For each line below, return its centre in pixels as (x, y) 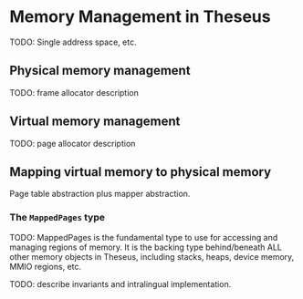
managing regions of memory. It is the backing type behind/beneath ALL (146, 247)
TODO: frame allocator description (74, 92)
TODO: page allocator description (73, 143)
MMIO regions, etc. (46, 266)
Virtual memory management (95, 122)
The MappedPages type (57, 218)
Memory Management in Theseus (140, 17)
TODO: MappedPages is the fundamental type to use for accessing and (144, 237)
